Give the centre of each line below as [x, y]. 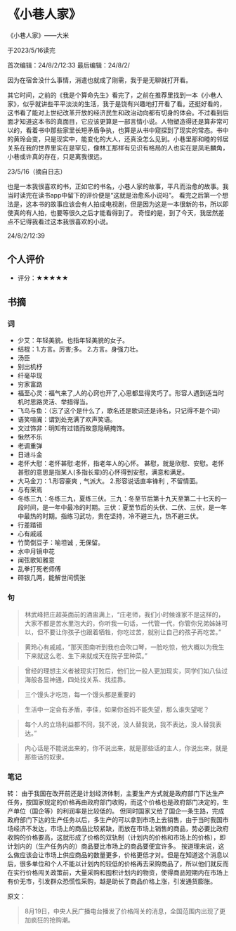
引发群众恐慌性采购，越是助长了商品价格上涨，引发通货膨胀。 [127, 881]
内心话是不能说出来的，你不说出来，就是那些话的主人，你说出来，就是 [126, 748]
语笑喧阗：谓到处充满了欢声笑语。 [67, 420]
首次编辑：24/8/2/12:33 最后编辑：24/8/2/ [68, 65]
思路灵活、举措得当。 [61, 402]
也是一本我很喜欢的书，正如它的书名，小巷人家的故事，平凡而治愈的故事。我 [118, 186]
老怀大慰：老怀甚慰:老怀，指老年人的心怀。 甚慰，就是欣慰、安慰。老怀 [121, 463]
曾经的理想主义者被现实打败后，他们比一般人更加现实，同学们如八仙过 [126, 670]
